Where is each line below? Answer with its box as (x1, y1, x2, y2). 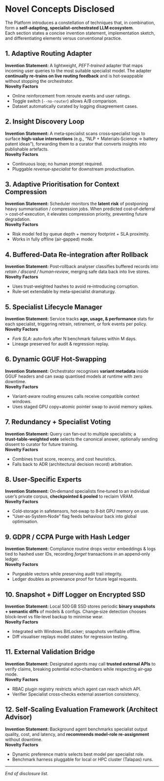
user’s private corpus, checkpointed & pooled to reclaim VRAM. (5, 493, 134, 499)
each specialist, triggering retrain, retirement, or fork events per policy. (5, 321, 147, 327)
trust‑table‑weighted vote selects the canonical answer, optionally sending (5, 436, 158, 442)
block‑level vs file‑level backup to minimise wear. (5, 614, 104, 620)
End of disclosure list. (5, 770, 49, 776)
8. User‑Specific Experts (5, 475, 82, 484)
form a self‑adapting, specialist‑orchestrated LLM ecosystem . (5, 24, 134, 30)
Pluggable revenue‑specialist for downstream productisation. (12, 166, 135, 172)
